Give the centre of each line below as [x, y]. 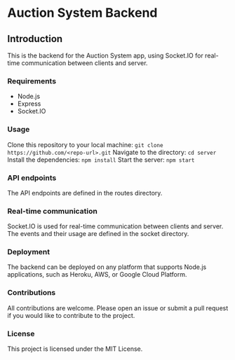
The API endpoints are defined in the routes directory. [85, 193]
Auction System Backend [82, 13]
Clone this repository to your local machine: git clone [85, 144]
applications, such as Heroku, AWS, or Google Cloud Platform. [97, 275]
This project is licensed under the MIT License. [75, 349]
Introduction [35, 39]
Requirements [32, 81]
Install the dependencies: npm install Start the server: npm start [101, 160]
